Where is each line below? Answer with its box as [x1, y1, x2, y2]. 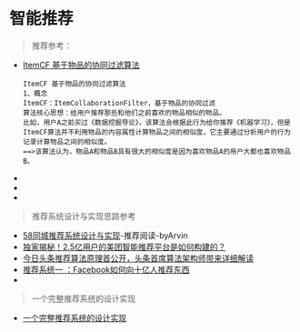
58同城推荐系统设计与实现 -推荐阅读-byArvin [22, 229, 188, 241]
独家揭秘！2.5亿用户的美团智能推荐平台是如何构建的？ [22, 241, 226, 252]
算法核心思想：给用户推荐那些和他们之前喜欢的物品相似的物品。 [22, 108, 226, 117]
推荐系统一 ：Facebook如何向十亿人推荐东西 [22, 264, 190, 275]
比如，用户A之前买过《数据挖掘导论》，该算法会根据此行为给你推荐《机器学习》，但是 [22, 117, 291, 127]
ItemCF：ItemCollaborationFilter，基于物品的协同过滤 [22, 98, 216, 107]
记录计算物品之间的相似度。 [22, 137, 112, 146]
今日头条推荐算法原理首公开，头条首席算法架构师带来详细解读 [22, 252, 255, 264]
